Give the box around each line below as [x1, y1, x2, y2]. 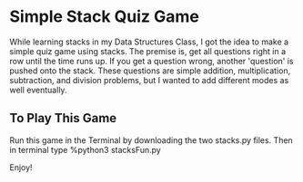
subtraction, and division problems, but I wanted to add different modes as [9, 74, 289, 85]
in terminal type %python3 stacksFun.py [9, 144, 161, 155]
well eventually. [9, 84, 67, 95]
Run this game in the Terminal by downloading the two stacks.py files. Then [9, 134, 293, 146]
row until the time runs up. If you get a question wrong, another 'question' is [9, 55, 294, 66]
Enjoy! [9, 161, 34, 173]
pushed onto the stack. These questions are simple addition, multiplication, [9, 65, 291, 76]
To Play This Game [9, 110, 117, 126]
